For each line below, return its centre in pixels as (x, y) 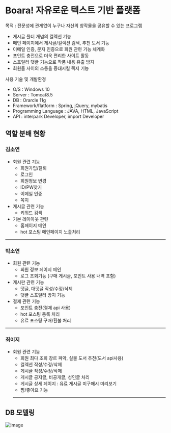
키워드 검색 (31, 213)
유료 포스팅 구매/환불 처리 (46, 320)
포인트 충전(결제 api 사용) (46, 308)
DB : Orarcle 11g (29, 100)
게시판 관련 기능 (28, 282)
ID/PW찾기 (31, 187)
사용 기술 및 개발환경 (26, 79)
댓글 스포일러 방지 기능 (43, 295)
